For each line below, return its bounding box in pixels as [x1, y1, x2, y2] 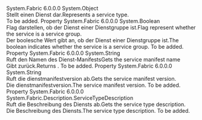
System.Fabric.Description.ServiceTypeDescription [6, 95, 134, 101]
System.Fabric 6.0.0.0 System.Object [6, 5, 99, 11]
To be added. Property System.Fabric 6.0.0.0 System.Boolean [6, 17, 160, 25]
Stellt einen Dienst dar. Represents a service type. [6, 11, 129, 18]
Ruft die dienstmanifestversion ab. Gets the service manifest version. [6, 75, 177, 82]
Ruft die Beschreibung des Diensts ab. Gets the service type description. [6, 101, 186, 108]
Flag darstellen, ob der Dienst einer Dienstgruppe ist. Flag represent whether [6, 24, 196, 31]
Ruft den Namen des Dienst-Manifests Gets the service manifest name [6, 56, 180, 63]
